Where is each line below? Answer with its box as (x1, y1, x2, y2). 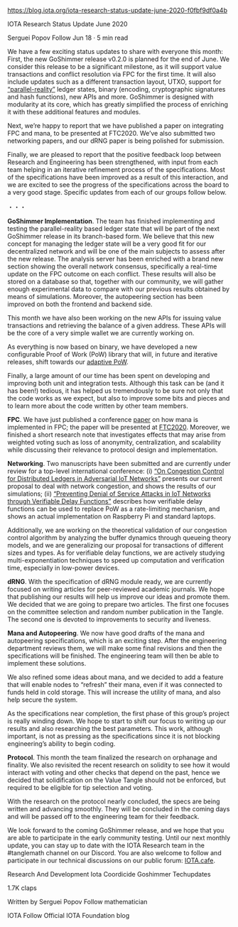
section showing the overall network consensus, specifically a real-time (7, 262, 217, 271)
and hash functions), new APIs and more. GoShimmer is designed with (7, 92, 214, 101)
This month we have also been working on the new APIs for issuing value (7, 314, 222, 322)
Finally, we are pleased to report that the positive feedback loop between (7, 151, 222, 158)
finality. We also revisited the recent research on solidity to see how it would (7, 761, 230, 769)
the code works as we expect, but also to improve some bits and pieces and (7, 394, 230, 402)
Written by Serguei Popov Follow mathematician (7, 898, 148, 906)
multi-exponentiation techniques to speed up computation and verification (7, 556, 225, 564)
